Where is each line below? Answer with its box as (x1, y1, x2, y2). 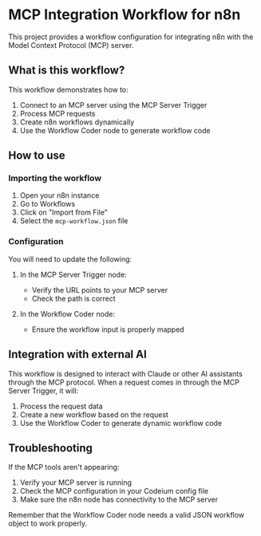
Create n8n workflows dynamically (19, 117, 135, 127)
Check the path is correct (31, 294, 116, 303)
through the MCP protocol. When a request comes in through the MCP (8, 377, 239, 387)
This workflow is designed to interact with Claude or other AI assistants (8, 368, 243, 378)
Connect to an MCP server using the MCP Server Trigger (19, 100, 208, 109)
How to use (8, 149, 65, 163)
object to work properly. (8, 518, 88, 528)
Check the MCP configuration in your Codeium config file (19, 487, 209, 496)
